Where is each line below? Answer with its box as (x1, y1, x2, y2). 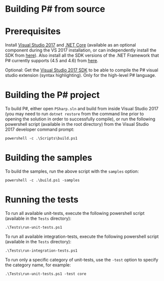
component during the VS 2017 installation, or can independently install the (5, 47, 157, 53)
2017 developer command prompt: (5, 126, 74, 133)
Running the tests (5, 194, 79, 205)
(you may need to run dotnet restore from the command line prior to (5, 111, 144, 117)
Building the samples (5, 152, 93, 164)
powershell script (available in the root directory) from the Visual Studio (5, 121, 149, 127)
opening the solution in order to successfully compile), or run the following (5, 116, 156, 122)
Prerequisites (5, 26, 61, 37)
